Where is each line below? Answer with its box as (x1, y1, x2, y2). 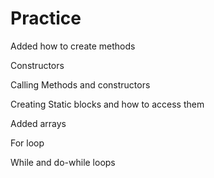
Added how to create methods (10, 40, 136, 52)
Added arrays (10, 117, 67, 129)
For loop (10, 137, 45, 149)
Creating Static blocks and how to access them (10, 98, 205, 110)
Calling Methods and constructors (10, 78, 151, 91)
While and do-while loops (10, 156, 116, 168)
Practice (10, 7, 82, 30)
